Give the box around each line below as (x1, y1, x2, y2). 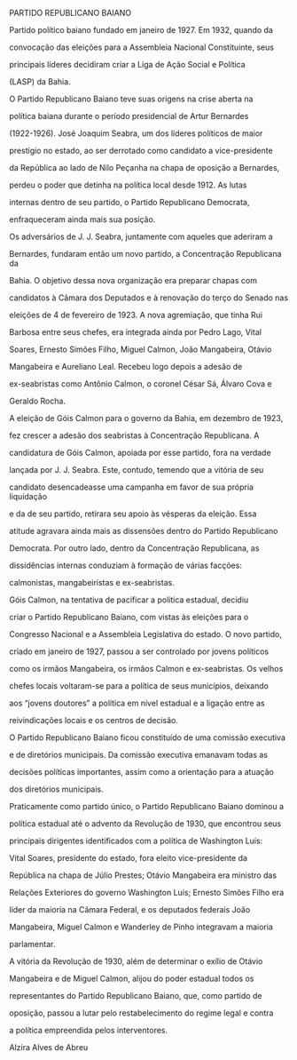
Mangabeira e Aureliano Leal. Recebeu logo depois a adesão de (9, 362, 243, 371)
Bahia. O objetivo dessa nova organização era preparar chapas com (9, 275, 257, 285)
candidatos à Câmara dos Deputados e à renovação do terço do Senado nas (9, 292, 289, 303)
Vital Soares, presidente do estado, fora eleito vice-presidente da (9, 853, 248, 863)
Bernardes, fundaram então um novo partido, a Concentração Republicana (9, 249, 282, 259)
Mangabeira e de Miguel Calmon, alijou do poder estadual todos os (9, 973, 254, 984)
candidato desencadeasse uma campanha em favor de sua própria (9, 482, 254, 492)
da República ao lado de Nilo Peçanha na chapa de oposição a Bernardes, (9, 163, 280, 172)
